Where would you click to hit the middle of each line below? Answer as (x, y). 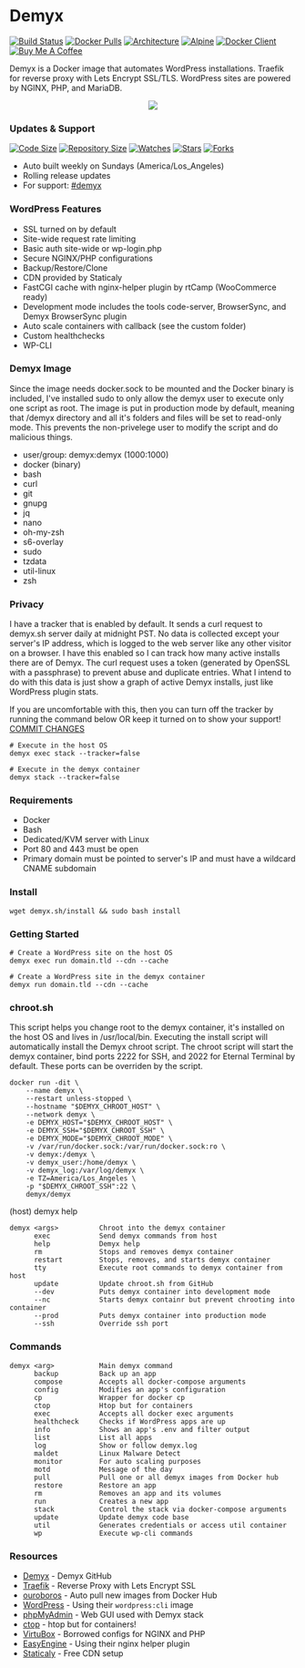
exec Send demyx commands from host (126, 1236)
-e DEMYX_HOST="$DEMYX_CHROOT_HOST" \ (99, 1123)
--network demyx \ (61, 1115)
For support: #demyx (62, 185)
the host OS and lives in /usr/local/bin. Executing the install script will (139, 1037)
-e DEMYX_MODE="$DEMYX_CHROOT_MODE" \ (99, 1139)
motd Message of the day (103, 1469)
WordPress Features (56, 209)
